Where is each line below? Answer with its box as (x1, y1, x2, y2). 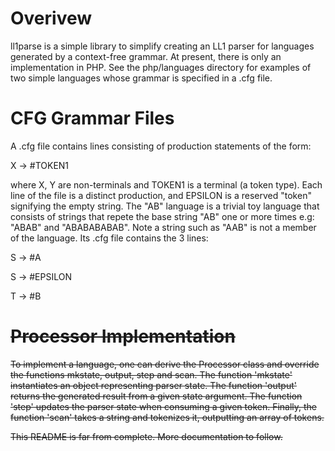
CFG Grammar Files (10, 107, 175, 130)
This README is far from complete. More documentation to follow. (10, 430, 283, 442)
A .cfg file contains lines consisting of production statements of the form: (10, 140, 312, 152)
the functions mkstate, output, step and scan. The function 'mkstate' (10, 368, 293, 381)
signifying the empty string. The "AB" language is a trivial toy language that (10, 200, 320, 212)
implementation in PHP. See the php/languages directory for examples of (10, 61, 312, 73)
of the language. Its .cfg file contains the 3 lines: (10, 232, 209, 244)
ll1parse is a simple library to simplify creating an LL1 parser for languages (10, 40, 315, 52)
